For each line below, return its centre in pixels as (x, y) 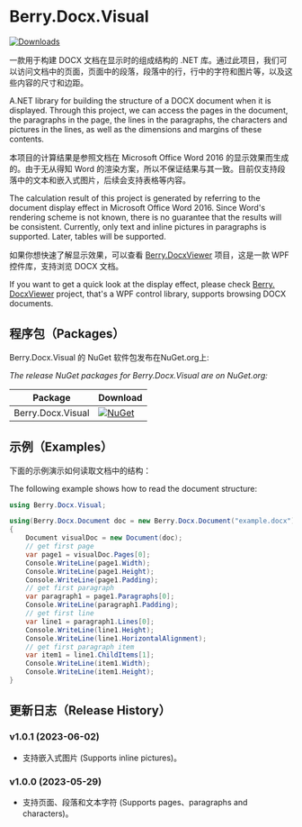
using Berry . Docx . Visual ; (58, 505)
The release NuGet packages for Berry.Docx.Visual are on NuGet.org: (138, 375)
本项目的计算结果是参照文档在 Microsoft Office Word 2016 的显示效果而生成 (149, 157)
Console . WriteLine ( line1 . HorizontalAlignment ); (116, 638)
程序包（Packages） (67, 334)
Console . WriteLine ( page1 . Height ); (90, 571)
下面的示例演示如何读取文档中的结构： (80, 470)
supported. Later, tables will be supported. (88, 236)
